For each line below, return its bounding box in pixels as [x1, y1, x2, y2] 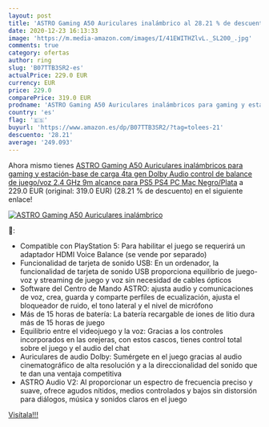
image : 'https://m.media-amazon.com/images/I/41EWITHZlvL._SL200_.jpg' [8, 34, 252, 42]
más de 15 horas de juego [19, 317, 106, 327]
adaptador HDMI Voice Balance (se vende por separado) [19, 249, 207, 259]
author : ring [8, 57, 52, 65]
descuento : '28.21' [8, 131, 74, 139]
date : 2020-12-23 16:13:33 [8, 26, 98, 34]
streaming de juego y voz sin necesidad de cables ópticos [39, 275, 232, 284]
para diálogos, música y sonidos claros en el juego [19, 394, 187, 404]
